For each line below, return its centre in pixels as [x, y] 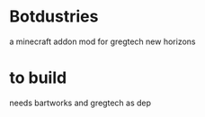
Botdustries [54, 17]
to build [38, 78]
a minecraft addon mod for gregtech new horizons [102, 41]
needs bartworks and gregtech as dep [80, 103]
